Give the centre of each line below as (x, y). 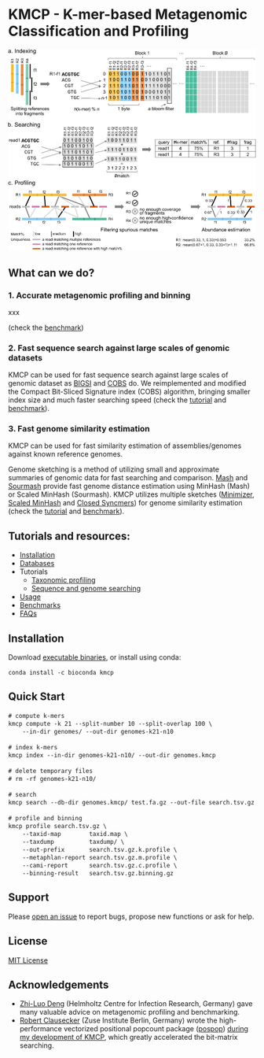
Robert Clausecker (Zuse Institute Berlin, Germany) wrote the (118, 1020)
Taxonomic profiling (63, 580)
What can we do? (51, 273)
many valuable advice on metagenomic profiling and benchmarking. (130, 1012)
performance (41, 1029)
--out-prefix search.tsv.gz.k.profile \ (100, 849)
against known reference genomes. (66, 454)
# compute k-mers (37, 716)
